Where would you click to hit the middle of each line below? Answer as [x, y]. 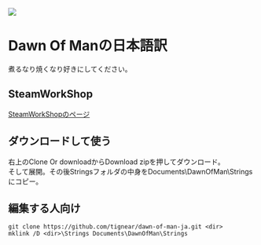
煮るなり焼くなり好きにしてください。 [70, 69]
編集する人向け [44, 208]
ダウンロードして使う [60, 141]
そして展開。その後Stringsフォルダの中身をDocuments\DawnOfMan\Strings [130, 171]
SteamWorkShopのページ [49, 114]
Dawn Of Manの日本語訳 [88, 46]
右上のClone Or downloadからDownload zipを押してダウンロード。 [117, 162]
